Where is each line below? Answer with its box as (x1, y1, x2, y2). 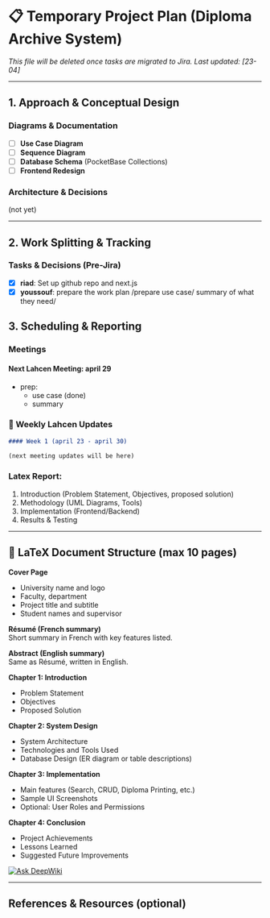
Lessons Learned (19, 841, 78, 851)
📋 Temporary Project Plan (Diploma (8, 7, 252, 26)
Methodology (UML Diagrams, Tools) (19, 497, 143, 507)
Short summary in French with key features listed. (8, 633, 173, 642)
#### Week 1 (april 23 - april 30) (8, 437, 128, 445)
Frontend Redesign (19, 165, 86, 175)
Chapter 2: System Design (8, 721, 98, 730)
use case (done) (31, 390, 87, 400)
